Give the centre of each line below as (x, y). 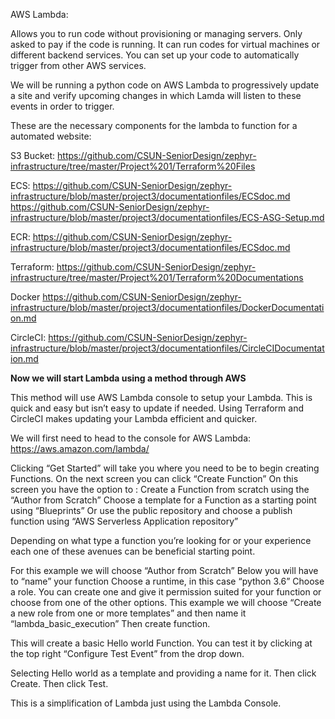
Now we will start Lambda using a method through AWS (128, 378)
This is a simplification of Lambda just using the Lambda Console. (146, 703)
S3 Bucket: (33, 155)
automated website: (51, 136)
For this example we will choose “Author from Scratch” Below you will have (164, 570)
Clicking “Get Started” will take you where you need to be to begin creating (165, 468)
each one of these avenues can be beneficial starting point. (133, 551)
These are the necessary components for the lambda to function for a (154, 125)
